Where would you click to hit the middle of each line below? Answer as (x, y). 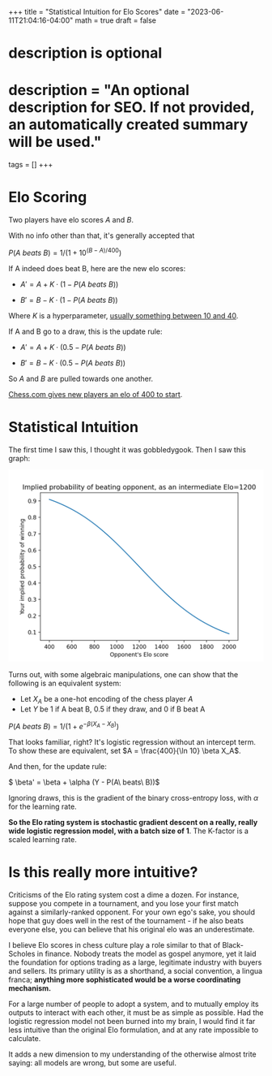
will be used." (55, 142)
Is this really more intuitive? (103, 873)
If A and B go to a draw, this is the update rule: (86, 331)
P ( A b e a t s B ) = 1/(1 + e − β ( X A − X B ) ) (64, 726)
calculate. (25, 1039)
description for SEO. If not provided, (132, 108)
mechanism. (30, 988)
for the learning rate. (42, 806)
